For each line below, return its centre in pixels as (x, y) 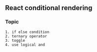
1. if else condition (27, 32)
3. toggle (15, 40)
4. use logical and (25, 45)
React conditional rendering (49, 8)
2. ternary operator (26, 36)
